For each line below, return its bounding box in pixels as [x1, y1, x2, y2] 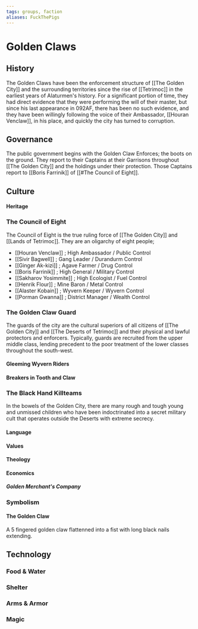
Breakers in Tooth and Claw [6, 374, 76, 381]
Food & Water [6, 567, 46, 575]
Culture [6, 186, 34, 196]
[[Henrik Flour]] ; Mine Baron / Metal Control [14, 281, 124, 288]
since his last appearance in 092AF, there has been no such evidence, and [6, 105, 189, 112]
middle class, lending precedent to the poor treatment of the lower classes [6, 340, 189, 348]
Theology [6, 456, 31, 463]
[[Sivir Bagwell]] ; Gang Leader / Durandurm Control [14, 255, 143, 262]
